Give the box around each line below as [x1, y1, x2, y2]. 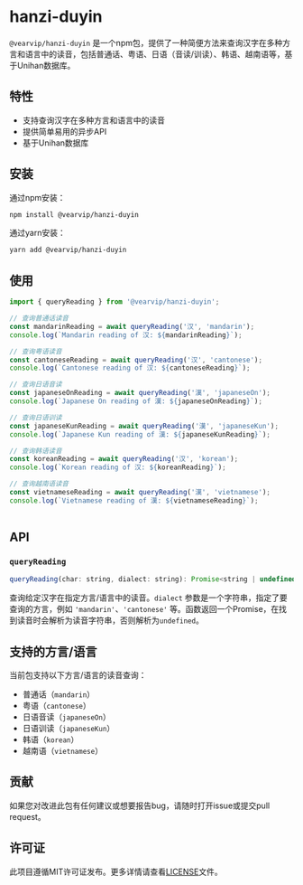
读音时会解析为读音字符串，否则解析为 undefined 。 [16, 615, 205, 626]
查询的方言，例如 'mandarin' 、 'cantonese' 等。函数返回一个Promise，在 [9, 604, 280, 615]
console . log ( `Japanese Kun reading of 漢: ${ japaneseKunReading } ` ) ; [9, 429, 271, 439]
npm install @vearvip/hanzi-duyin [9, 210, 140, 219]
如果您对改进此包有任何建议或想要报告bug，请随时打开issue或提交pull [9, 800, 271, 811]
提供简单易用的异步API [22, 126, 107, 137]
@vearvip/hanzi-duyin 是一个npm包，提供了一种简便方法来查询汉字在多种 [9, 37, 283, 48]
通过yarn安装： [9, 228, 66, 239]
